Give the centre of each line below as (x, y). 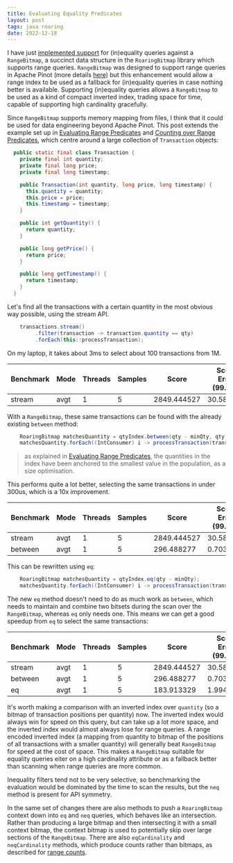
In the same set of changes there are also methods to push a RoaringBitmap (115, 808)
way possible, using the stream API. (58, 314)
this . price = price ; (55, 198)
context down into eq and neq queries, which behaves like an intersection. (112, 815)
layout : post (26, 20)
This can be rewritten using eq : (51, 566)
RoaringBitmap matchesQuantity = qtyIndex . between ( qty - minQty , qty (122, 436)
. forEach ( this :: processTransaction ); (89, 340)
